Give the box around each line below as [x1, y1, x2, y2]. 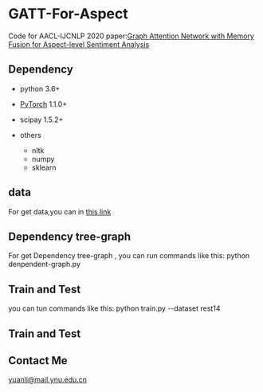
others [19, 130, 41, 139]
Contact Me [8, 354, 68, 367]
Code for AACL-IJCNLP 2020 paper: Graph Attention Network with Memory [8, 31, 255, 41]
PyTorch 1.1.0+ [19, 99, 68, 108]
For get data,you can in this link [8, 206, 112, 216]
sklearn [31, 163, 57, 172]
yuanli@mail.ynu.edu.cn [8, 375, 88, 385]
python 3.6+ [19, 84, 61, 93]
